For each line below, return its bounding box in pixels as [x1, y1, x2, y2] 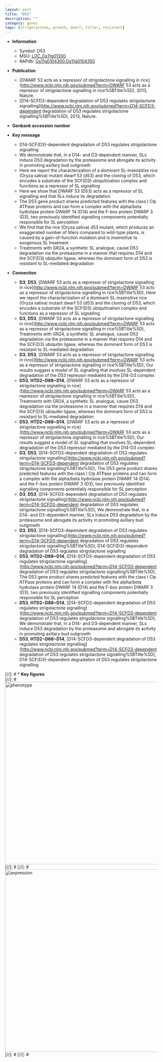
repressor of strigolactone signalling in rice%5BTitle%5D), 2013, [19, 88, 148, 93]
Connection [12, 270, 36, 276]
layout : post [5, 7, 32, 12]
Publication [12, 68, 36, 73]
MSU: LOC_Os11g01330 [19, 53, 66, 59]
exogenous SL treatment [19, 240, 69, 246]
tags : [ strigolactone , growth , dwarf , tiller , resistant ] [5, 25, 125, 30]
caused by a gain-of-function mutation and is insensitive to [19, 234, 138, 241]
